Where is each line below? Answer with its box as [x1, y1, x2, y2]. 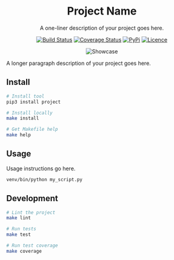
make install [6, 115, 39, 122]
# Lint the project [6, 209, 56, 216]
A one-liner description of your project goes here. [39, 24, 164, 32]
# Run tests [6, 226, 36, 232]
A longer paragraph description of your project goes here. [6, 59, 152, 67]
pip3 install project [6, 99, 61, 105]
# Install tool [6, 93, 45, 99]
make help [6, 132, 32, 138]
